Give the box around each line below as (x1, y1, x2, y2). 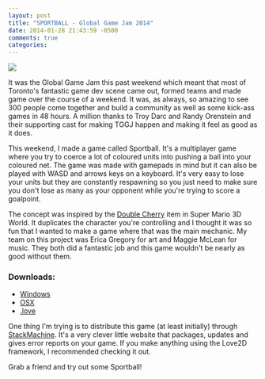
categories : (8, 41, 47, 49)
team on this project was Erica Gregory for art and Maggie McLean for (8, 235, 237, 244)
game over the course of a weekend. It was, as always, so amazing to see (8, 94, 249, 104)
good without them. (8, 251, 73, 262)
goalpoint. (8, 194, 41, 204)
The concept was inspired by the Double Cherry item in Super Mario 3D (8, 209, 242, 219)
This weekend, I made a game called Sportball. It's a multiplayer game (8, 144, 237, 153)
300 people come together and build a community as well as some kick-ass (8, 103, 255, 113)
